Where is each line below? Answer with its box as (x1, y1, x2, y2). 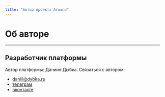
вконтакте (12, 87, 34, 93)
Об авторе (5, 28, 49, 39)
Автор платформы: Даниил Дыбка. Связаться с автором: (5, 67, 125, 73)
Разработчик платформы (5, 53, 87, 62)
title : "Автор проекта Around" (5, 7, 69, 12)
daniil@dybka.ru (12, 76, 46, 82)
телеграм (12, 81, 33, 87)
